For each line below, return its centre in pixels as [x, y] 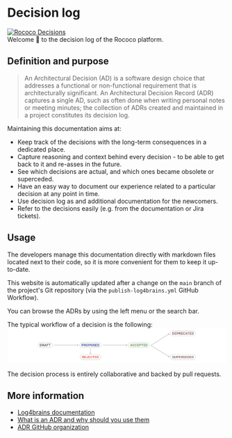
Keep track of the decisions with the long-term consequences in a [112, 142]
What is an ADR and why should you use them [83, 420]
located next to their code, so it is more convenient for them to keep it [107, 261]
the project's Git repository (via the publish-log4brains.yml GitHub [103, 290]
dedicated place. [41, 149]
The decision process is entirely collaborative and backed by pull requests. [114, 374]
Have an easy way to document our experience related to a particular [116, 186]
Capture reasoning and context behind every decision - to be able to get [121, 156]
